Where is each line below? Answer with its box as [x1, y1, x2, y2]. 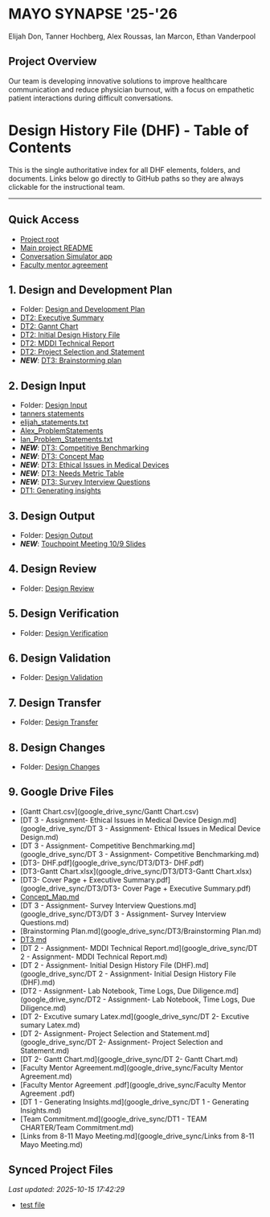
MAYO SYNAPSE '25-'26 [8, 5, 178, 23]
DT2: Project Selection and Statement [19, 347, 145, 357]
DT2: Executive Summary [19, 313, 104, 322]
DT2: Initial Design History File [19, 330, 121, 340]
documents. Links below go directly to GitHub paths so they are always [8, 174, 243, 183]
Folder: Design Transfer [19, 717, 99, 727]
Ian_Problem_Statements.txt [19, 435, 113, 445]
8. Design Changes [8, 740, 106, 754]
